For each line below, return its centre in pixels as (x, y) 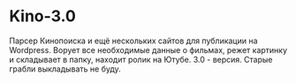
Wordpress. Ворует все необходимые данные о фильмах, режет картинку (148, 49)
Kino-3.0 (43, 16)
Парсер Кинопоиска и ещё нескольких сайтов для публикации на (133, 41)
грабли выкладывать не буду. (65, 69)
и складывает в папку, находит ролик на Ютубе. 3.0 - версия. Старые (141, 59)
